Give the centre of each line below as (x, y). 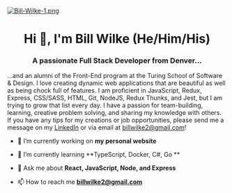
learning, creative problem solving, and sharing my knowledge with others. (114, 113)
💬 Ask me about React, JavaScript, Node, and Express (96, 168)
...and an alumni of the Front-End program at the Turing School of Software (115, 76)
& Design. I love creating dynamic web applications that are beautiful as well (116, 83)
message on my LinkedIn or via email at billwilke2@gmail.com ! (97, 128)
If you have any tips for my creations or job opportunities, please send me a (116, 120)
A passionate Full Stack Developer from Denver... (117, 61)
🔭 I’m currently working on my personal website (87, 141)
